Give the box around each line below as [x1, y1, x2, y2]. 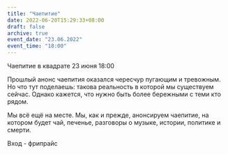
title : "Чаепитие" [7, 10, 61, 17]
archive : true [7, 29, 49, 37]
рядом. [7, 98, 29, 105]
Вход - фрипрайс [7, 139, 58, 147]
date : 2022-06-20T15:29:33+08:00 [7, 17, 105, 24]
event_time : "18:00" [7, 43, 68, 49]
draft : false [7, 23, 45, 30]
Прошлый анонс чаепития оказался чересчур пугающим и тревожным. [7, 75, 221, 84]
